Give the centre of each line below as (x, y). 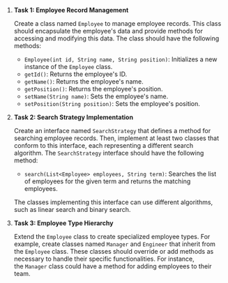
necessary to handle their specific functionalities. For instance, (104, 259)
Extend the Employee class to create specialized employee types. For (112, 237)
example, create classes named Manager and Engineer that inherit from (115, 244)
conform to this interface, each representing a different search (104, 145)
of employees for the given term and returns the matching (107, 181)
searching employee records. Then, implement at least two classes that (116, 138)
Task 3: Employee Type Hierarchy (63, 223)
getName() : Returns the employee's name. (84, 82)
